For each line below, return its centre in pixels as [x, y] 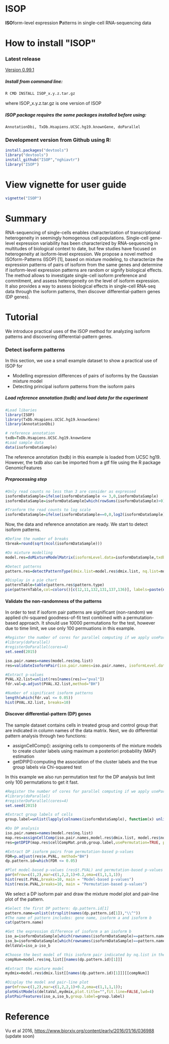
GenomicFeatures [24, 468]
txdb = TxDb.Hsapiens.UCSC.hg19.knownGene [48, 438]
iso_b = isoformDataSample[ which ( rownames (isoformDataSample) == [72, 941]
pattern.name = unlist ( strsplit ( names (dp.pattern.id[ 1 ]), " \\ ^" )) [73, 913]
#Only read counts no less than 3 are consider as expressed [71, 491]
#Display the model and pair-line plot [47, 982]
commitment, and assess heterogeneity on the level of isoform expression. [82, 281]
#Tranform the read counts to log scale [48, 510]
